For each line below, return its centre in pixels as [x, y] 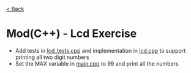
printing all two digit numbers [52, 57]
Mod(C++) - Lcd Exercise [72, 34]
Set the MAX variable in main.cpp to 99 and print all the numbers [97, 63]
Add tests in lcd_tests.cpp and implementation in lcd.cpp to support [100, 50]
